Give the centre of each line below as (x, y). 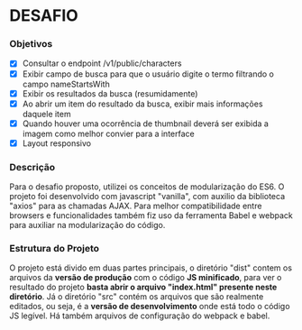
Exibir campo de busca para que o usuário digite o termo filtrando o (148, 74)
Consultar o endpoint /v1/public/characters (102, 63)
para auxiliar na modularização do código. (87, 225)
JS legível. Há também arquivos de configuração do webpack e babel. (140, 316)
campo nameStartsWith (66, 84)
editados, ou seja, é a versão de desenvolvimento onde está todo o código (150, 307)
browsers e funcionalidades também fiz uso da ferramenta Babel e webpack (151, 215)
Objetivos (31, 44)
